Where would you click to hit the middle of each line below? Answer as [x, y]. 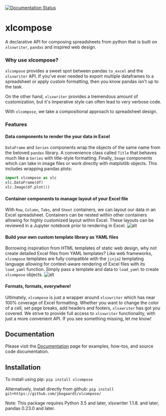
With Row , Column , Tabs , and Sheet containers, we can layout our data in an [81, 209]
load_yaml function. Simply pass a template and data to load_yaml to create [82, 269]
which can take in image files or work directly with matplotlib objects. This [81, 163]
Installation [23, 367]
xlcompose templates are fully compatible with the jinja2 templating [75, 259]
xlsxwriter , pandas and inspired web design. [51, 47]
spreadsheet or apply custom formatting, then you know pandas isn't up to [82, 81]
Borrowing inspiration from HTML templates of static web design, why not [81, 248]
